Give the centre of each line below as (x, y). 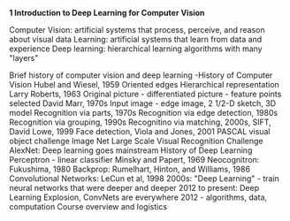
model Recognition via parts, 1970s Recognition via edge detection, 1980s (144, 113)
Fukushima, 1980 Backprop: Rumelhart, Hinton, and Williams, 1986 (130, 169)
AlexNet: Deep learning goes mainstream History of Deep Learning (131, 150)
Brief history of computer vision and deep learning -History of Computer (141, 75)
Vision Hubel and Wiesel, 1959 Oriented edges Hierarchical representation (145, 84)
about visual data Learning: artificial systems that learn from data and (136, 39)
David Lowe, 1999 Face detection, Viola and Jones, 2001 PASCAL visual (140, 131)
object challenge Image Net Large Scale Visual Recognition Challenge (136, 141)
